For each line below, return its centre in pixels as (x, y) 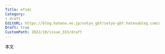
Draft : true (17, 28)
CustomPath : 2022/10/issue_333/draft (44, 32)
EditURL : (14, 23)
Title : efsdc (18, 9)
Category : (15, 14)
